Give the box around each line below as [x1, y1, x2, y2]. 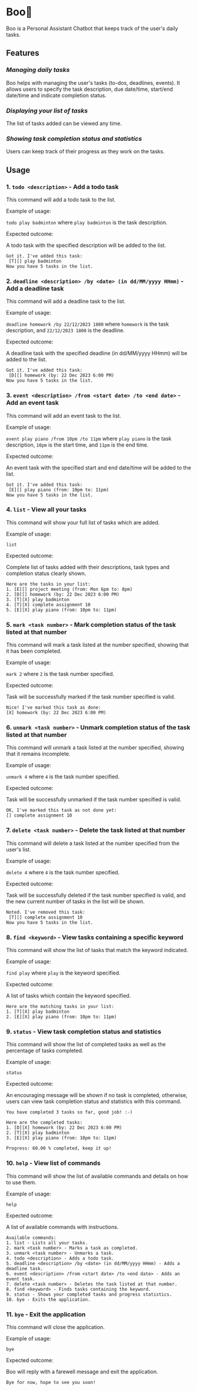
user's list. [6, 845, 31, 853]
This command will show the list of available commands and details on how [6, 1172, 188, 1179]
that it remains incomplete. [6, 751, 71, 758]
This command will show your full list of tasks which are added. [6, 518, 160, 526]
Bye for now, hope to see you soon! [6, 1379, 96, 1385]
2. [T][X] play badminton [6, 1130, 69, 1136]
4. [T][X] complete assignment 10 [6, 602, 91, 607]
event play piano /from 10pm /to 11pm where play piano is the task [6, 435, 172, 442]
